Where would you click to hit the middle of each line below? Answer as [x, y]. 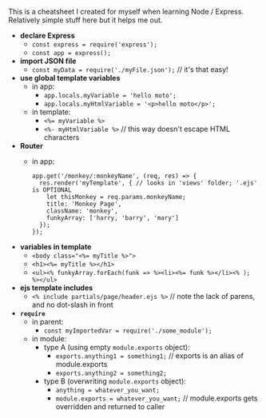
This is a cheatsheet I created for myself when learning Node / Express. [126, 12]
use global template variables [70, 78]
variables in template [56, 247]
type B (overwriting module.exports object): [115, 381]
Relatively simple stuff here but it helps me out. [85, 20]
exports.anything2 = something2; [111, 373]
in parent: [48, 322]
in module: [49, 338]
